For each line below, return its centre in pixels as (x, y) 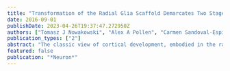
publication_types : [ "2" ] (44, 39)
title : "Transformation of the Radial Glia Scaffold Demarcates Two (107, 13)
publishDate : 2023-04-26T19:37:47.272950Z (68, 26)
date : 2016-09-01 (32, 20)
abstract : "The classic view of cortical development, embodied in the (111, 45)
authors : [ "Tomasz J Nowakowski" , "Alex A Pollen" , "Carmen (95, 32)
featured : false (30, 51)
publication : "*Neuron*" (42, 57)
